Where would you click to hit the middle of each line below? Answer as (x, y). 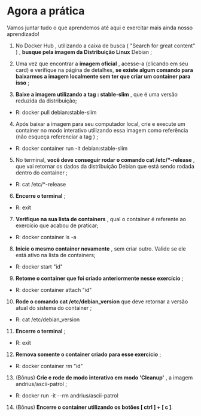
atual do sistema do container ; (54, 308)
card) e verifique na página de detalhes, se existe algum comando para (104, 70)
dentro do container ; (42, 173)
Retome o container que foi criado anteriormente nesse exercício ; (100, 278)
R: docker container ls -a (46, 237)
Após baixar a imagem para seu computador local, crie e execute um (100, 123)
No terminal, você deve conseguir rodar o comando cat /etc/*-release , (105, 159)
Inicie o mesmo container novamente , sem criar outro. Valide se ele (100, 248)
